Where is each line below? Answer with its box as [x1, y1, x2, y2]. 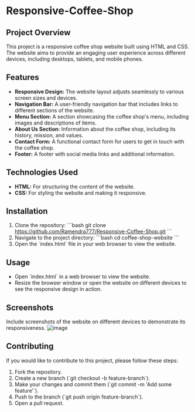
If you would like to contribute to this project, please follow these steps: [6, 357, 179, 364]
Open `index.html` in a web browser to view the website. [14, 273, 150, 280]
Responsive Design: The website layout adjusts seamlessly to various [14, 88, 184, 95]
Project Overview [6, 28, 71, 38]
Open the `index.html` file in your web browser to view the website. [14, 241, 177, 248]
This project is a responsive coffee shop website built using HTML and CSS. [6, 43, 189, 50]
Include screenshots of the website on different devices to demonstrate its [6, 318, 186, 325]
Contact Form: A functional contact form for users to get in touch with [14, 138, 184, 145]
